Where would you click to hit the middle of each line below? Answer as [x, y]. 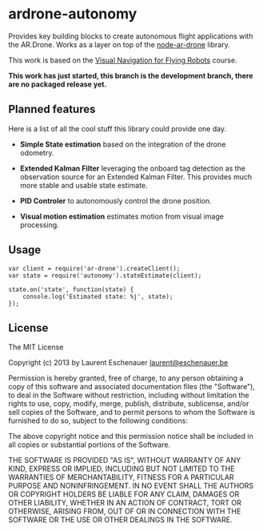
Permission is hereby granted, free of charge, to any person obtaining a [126, 378]
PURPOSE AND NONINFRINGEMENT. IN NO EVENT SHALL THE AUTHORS [131, 486]
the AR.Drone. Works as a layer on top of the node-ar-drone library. [119, 44]
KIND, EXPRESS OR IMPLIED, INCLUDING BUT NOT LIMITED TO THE [122, 469]
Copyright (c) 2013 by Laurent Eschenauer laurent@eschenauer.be [118, 363]
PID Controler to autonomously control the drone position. [116, 200]
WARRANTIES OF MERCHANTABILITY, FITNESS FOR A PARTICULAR [121, 477]
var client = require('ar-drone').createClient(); [94, 268]
